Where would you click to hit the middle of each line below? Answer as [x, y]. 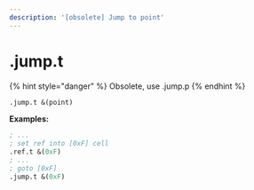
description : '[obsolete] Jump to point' [87, 17]
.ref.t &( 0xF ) [36, 152]
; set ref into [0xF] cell [59, 144]
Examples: [29, 119]
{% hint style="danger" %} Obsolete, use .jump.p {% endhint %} [127, 86]
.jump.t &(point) [41, 102]
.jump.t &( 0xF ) [37, 177]
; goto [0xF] [33, 168]
